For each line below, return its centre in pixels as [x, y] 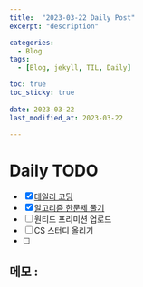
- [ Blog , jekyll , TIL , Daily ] [74, 68]
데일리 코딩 [54, 196]
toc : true [28, 84]
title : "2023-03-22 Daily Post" [72, 18]
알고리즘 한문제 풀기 [69, 208]
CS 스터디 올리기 [64, 231]
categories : [32, 43]
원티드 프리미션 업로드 [73, 219]
